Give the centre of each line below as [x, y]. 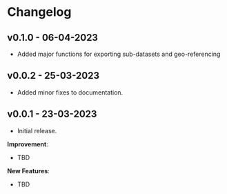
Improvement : [28, 144]
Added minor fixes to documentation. [70, 92]
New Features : [28, 171]
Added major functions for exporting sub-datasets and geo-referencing [119, 54]
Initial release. [37, 130]
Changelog [39, 12]
